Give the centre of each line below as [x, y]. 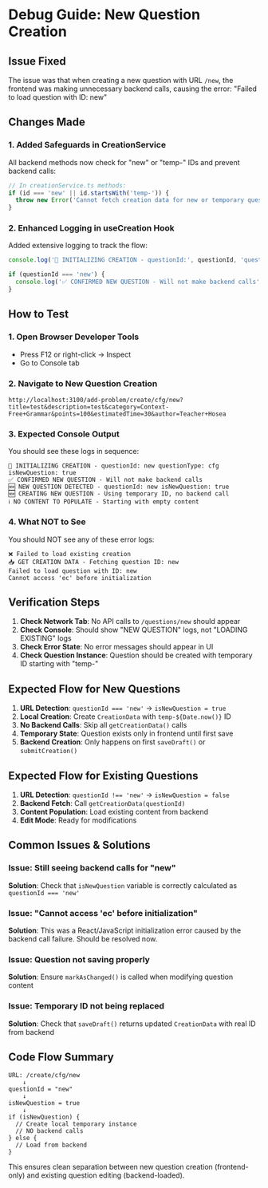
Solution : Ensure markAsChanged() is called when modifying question [121, 977]
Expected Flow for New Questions [95, 689]
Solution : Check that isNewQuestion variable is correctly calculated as [123, 885]
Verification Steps [54, 602]
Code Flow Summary [61, 1057]
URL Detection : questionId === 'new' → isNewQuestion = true [123, 708]
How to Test [39, 314]
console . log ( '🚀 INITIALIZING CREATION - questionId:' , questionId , [123, 260]
